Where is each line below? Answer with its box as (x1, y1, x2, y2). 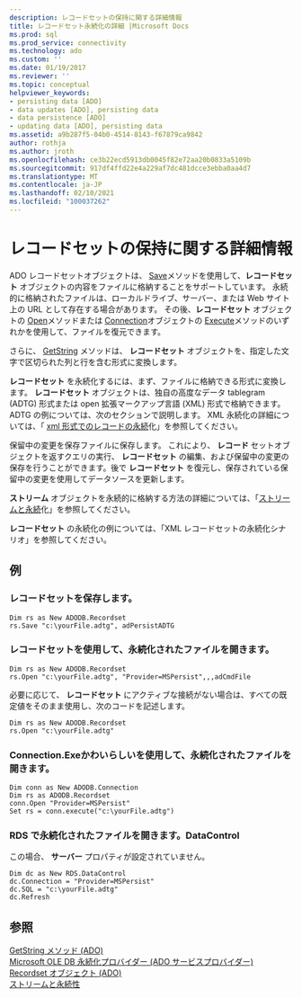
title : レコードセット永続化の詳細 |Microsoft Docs (9, 22, 190, 31)
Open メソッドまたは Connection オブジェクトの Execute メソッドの (26, 315, 274, 325)
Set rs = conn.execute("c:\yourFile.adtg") (9, 806, 175, 816)
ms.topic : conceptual (9, 80, 91, 89)
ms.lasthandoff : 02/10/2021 (9, 189, 115, 198)
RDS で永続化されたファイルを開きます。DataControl (9, 829, 240, 842)
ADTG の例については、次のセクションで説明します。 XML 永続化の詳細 (9, 409, 274, 420)
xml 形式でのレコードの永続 (46, 420, 149, 432)
